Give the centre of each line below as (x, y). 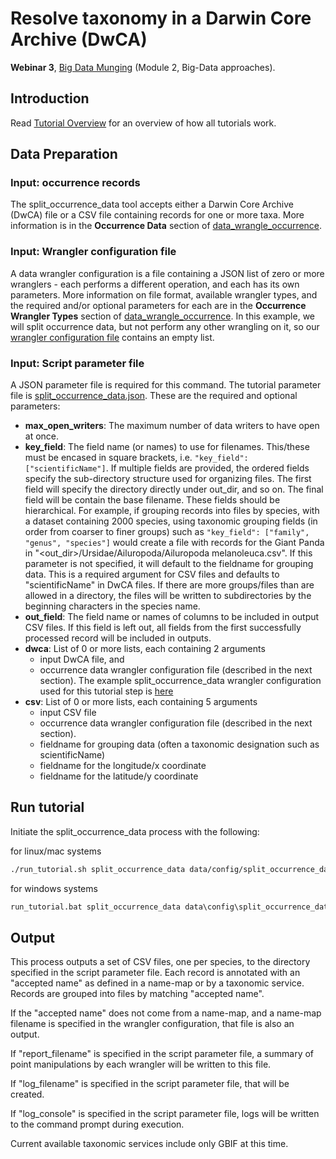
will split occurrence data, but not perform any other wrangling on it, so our (165, 326)
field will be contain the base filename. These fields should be (152, 500)
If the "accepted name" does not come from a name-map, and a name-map (166, 1013)
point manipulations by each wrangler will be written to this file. (141, 1064)
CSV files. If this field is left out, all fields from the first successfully (163, 628)
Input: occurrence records (75, 183)
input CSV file (68, 713)
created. (27, 1094)
